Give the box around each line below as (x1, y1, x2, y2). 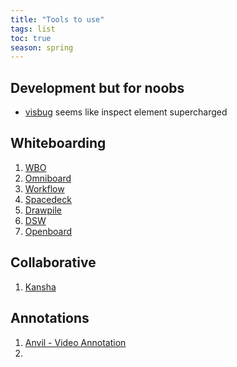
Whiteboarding (10, 135, 107, 152)
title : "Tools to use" (10, 14, 105, 25)
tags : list (10, 24, 56, 34)
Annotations (10, 310, 90, 327)
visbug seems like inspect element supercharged (24, 106, 228, 118)
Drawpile (24, 204, 63, 216)
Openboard (24, 225, 73, 237)
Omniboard (24, 172, 72, 184)
